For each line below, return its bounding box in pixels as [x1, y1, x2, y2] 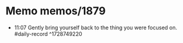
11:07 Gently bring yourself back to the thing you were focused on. [14, 24, 178, 31]
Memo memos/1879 [5, 4, 106, 18]
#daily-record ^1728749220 [14, 30, 82, 37]
